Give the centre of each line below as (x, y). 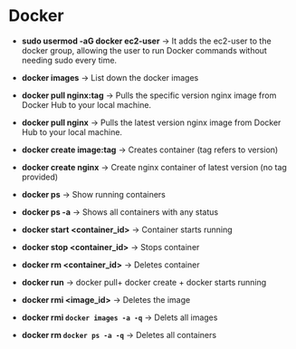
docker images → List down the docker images (110, 77)
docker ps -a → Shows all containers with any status (120, 212)
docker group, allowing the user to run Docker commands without (144, 50)
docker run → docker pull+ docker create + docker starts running (144, 282)
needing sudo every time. (69, 60)
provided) (40, 177)
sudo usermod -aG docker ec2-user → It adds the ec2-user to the (147, 41)
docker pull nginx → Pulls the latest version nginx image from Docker (151, 122)
